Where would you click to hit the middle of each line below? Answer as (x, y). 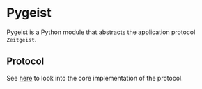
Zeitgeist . (22, 39)
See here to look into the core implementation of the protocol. (95, 78)
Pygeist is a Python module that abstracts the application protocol (101, 32)
